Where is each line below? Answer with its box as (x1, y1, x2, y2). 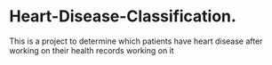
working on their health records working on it (9, 45, 175, 55)
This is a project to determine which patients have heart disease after (9, 36, 263, 46)
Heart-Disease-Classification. (9, 6, 237, 27)
